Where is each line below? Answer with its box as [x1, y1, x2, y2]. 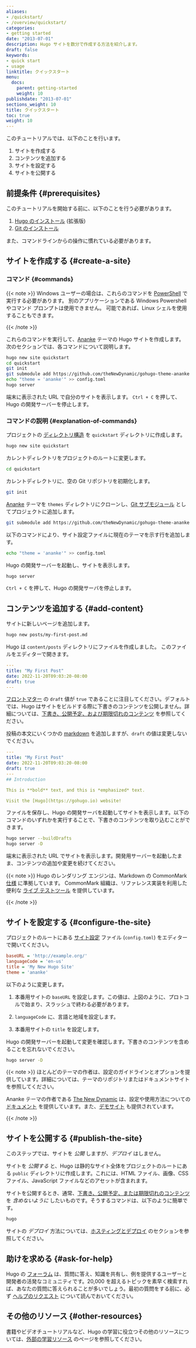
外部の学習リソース [26, 1335, 73, 1342]
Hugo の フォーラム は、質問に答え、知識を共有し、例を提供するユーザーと [6, 1270, 187, 1277]
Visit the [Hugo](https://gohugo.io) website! [6, 798, 122, 804]
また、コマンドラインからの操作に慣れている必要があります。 [6, 237, 154, 244]
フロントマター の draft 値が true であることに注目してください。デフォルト [6, 695, 191, 703]
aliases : [6, 8, 27, 15]
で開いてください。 [6, 941, 53, 948]
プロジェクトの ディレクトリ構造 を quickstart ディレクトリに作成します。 [6, 432, 185, 439]
